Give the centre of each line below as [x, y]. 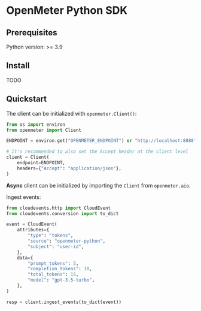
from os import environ [36, 124]
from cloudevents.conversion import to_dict [63, 213]
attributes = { [33, 230]
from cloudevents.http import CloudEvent [59, 208]
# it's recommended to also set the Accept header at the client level [97, 152]
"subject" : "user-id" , [56, 246]
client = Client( [28, 157]
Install [18, 66]
